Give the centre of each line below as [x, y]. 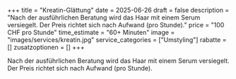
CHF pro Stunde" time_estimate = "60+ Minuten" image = [91, 32]
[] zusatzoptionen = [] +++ [46, 47]
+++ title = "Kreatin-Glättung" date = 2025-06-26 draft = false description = [118, 10]
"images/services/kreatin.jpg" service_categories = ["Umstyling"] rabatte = [117, 40]
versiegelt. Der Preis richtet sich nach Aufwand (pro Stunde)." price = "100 [116, 25]
